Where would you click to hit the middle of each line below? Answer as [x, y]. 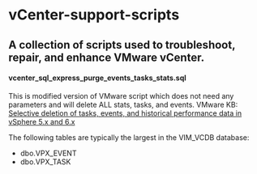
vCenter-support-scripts [94, 15]
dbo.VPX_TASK [45, 161]
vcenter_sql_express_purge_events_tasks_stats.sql [97, 78]
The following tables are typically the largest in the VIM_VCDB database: [129, 137]
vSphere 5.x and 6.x [42, 121]
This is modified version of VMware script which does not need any [121, 95]
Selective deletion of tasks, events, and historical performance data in [125, 113]
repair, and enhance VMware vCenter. [107, 57]
